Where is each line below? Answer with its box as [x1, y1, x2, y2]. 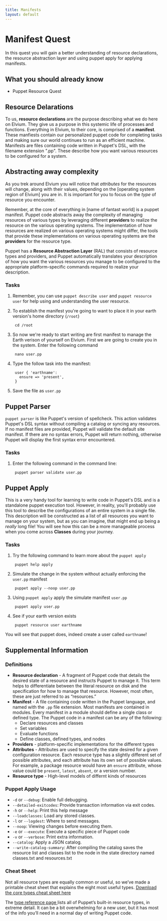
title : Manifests [5, 7, 41, 12]
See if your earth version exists [12, 613, 76, 619]
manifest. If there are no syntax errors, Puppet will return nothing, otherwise [5, 431, 161, 437]
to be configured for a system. [5, 153, 67, 159]
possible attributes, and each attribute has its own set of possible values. [12, 757, 163, 763]
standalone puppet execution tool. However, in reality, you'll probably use [5, 502, 156, 508]
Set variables [19, 725, 47, 731]
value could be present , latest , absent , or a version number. [12, 768, 137, 774]
